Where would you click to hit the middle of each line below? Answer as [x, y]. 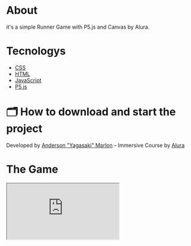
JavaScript [28, 80]
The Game [32, 169]
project [24, 129]
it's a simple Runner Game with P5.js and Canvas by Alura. [78, 27]
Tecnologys [36, 51]
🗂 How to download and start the [91, 112]
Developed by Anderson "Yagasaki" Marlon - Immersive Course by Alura [95, 145]
